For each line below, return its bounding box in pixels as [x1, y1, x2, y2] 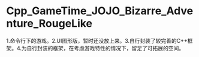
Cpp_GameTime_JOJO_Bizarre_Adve [6, 4, 194, 18]
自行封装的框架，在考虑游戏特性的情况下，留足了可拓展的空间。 [26, 45, 185, 52]
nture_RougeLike [6, 17, 93, 30]
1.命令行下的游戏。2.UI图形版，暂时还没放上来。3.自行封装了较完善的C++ [6, 37, 188, 44]
